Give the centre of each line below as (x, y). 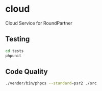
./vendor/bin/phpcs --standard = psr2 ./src (51, 83)
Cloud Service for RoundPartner (39, 23)
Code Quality (27, 71)
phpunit (14, 56)
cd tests (15, 51)
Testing (18, 39)
